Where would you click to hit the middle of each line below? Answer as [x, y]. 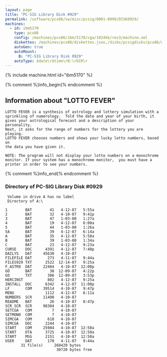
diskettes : [25, 42]
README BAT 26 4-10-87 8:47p [50, 302]
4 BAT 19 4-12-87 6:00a [50, 223]
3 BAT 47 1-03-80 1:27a [50, 219]
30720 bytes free [74, 350]
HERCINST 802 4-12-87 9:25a [50, 280]
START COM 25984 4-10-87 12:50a [50, 328]
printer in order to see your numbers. [46, 165]
